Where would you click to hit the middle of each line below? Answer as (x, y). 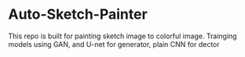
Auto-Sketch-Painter (78, 14)
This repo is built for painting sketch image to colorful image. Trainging (122, 36)
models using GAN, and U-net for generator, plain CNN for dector (114, 44)
